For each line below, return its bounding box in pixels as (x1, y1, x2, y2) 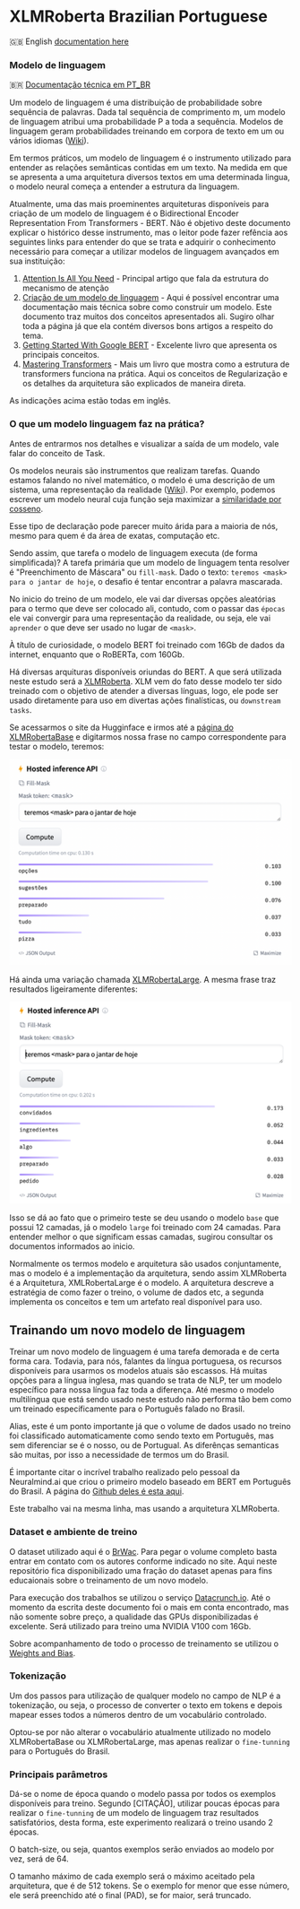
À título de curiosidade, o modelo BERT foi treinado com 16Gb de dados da (9, 639, 285, 650)
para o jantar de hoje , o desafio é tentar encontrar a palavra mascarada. (9, 576, 283, 586)
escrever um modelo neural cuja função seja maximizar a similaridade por (9, 493, 282, 504)
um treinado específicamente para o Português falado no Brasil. (9, 1403, 245, 1414)
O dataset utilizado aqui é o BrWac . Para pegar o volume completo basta (9, 1546, 278, 1557)
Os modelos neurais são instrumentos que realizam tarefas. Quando (9, 464, 261, 476)
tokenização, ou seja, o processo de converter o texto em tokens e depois (9, 1699, 283, 1710)
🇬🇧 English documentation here (9, 36, 130, 47)
